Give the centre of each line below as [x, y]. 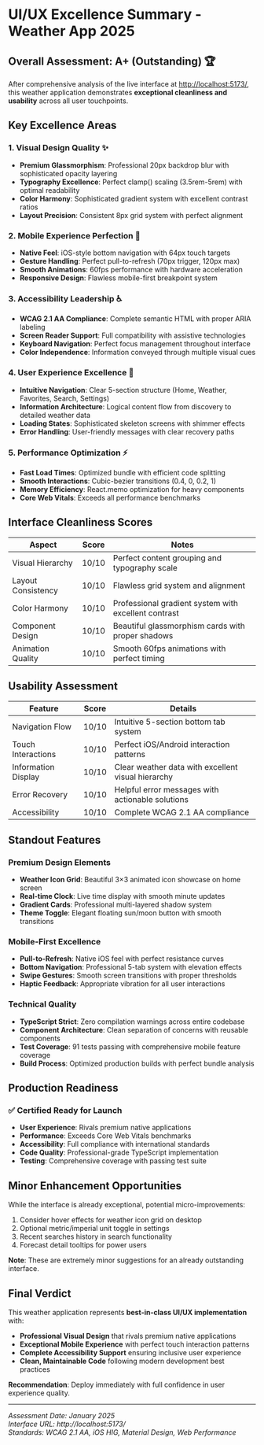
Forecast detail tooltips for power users [83, 1245]
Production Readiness [63, 1088]
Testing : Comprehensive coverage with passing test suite [113, 1161]
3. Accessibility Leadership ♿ [65, 298]
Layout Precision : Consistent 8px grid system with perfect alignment [131, 215]
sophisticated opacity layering [68, 173]
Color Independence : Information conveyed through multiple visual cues [137, 353]
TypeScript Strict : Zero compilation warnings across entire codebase [132, 1022]
